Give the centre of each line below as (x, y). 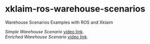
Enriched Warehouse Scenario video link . (47, 37)
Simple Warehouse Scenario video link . (44, 31)
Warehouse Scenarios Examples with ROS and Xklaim (59, 22)
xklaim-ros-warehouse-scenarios (75, 9)
